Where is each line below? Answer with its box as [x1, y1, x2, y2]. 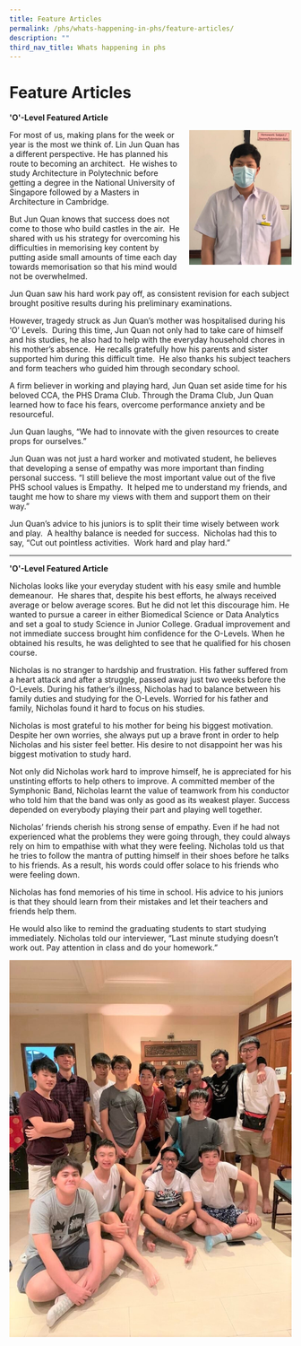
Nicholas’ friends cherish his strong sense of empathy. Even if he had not [9, 822, 280, 833]
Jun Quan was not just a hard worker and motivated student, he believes [9, 453, 278, 464]
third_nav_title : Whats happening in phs [9, 43, 167, 52]
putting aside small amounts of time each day [9, 252, 177, 263]
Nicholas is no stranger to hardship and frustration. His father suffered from [9, 665, 288, 676]
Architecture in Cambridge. [9, 197, 109, 207]
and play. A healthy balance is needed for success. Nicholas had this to [9, 528, 278, 538]
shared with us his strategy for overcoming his [9, 233, 181, 244]
